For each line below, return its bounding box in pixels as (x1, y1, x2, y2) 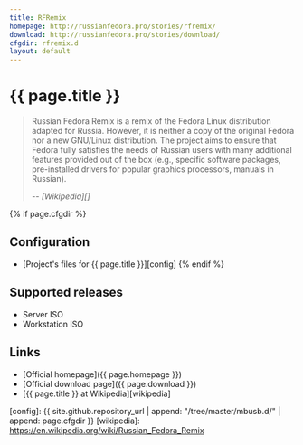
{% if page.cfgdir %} (9, 209, 87, 220)
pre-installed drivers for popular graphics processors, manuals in (31, 164, 274, 175)
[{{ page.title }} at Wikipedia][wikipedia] (22, 388, 172, 399)
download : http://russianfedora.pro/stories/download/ (9, 30, 221, 39)
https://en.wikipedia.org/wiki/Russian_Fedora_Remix (9, 424, 205, 435)
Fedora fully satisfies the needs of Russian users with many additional (31, 145, 292, 156)
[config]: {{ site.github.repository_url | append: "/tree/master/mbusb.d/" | (9, 405, 281, 416)
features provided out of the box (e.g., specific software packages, (31, 155, 282, 166)
